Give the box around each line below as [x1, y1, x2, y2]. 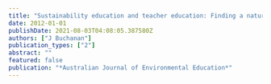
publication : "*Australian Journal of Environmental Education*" [8, 64, 232, 72]
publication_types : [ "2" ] [8, 42, 95, 50]
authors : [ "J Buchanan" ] [8, 34, 92, 42]
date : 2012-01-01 [8, 19, 67, 27]
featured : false [8, 57, 63, 65]
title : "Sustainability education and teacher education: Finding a [8, 11, 244, 20]
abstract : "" [8, 49, 52, 57]
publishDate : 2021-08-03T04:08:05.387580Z [8, 26, 153, 34]
